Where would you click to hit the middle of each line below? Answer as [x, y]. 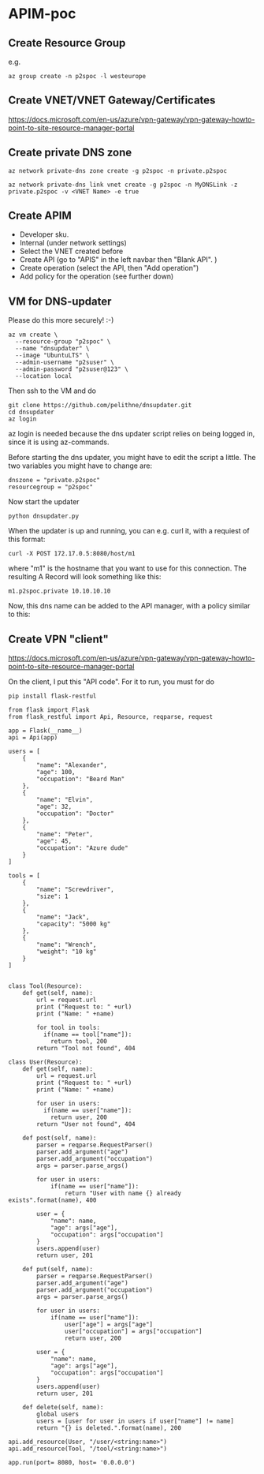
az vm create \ [33, 335]
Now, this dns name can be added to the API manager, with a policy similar [129, 606]
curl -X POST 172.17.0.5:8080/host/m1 [72, 554]
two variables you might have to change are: [80, 466]
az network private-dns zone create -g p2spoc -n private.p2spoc [117, 170]
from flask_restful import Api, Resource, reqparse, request [111, 717]
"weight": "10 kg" [67, 952]
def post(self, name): [59, 1138]
